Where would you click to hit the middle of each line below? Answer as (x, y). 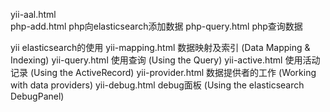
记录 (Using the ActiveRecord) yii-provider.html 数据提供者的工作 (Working (163, 72)
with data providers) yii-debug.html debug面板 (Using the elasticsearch (157, 85)
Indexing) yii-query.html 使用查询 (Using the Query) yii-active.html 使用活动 (165, 60)
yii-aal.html (33, 14)
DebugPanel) (37, 96)
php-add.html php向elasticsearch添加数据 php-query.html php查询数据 (156, 26)
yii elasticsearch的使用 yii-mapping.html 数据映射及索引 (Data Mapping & (160, 47)
